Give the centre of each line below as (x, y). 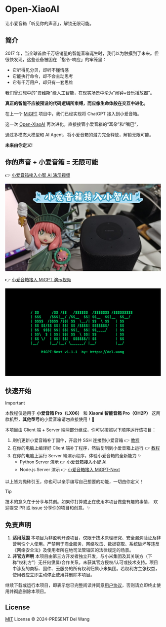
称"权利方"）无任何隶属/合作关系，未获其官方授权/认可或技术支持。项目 (85, 562)
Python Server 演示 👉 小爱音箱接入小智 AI (63, 462)
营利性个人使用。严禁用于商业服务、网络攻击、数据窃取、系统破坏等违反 (86, 544)
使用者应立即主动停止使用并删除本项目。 (53, 575)
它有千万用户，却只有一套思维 (42, 82)
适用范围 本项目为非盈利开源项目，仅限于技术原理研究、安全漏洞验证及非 (86, 538)
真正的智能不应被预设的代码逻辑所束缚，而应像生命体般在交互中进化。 (77, 103)
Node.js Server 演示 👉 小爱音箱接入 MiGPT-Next (70, 470)
